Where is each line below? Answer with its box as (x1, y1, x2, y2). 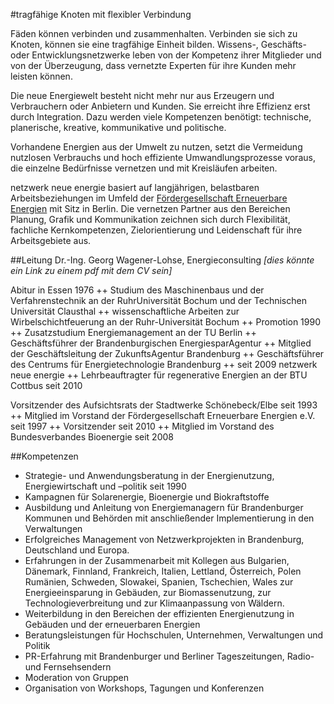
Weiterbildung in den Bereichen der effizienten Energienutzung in (24, 608, 295, 619)
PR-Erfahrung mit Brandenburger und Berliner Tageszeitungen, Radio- (24, 650, 315, 662)
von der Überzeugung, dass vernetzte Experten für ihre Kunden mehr (10, 60, 297, 71)
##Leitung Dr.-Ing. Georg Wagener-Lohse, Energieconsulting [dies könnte (10, 254, 315, 266)
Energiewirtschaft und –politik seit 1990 (24, 480, 187, 492)
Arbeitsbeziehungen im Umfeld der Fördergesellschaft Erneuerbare (10, 192, 288, 204)
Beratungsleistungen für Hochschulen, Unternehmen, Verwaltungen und (24, 629, 324, 641)
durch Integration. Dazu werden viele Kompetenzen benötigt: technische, (10, 111, 312, 123)
